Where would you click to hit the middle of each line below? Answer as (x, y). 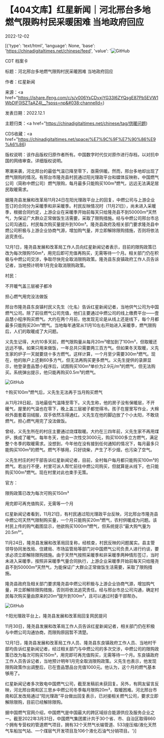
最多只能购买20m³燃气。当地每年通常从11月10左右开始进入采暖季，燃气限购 (81, 325)
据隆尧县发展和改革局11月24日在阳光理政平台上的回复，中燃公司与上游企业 (80, 200)
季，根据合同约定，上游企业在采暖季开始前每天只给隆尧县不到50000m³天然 (81, 212)
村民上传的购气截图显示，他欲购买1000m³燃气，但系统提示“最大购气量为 (78, 526)
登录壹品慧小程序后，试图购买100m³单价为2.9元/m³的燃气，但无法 (84, 366)
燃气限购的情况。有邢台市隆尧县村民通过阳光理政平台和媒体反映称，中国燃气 (82, 177)
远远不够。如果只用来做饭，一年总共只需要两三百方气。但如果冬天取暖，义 (80, 347)
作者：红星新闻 (20, 82)
